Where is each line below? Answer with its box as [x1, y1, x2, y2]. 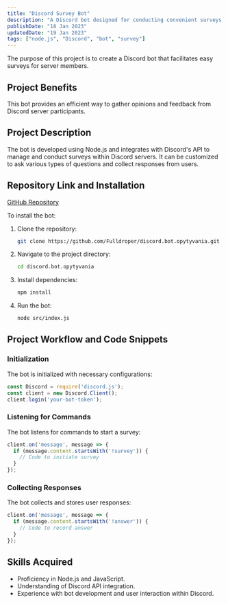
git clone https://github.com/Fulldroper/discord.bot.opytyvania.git [16, 237, 220, 244]
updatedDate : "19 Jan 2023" [7, 29, 88, 36]
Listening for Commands [7, 413, 91, 422]
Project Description [7, 127, 92, 139]
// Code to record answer [19, 524, 94, 532]
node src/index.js [16, 315, 70, 322]
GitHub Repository [7, 198, 60, 206]
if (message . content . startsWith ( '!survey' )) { [13, 448, 149, 454]
